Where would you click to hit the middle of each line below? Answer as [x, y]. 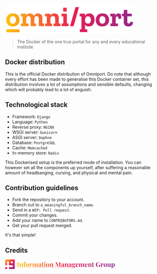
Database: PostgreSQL [34, 142]
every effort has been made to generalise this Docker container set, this [77, 79]
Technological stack [36, 105]
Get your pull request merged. [42, 226]
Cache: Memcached [30, 148]
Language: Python [30, 122]
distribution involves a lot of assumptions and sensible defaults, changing [78, 84]
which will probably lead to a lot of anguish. [49, 89]
